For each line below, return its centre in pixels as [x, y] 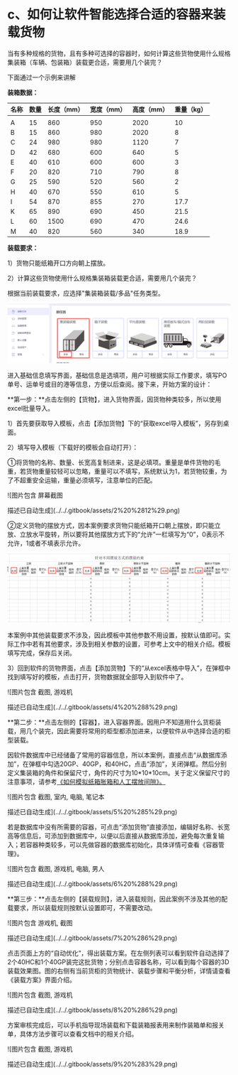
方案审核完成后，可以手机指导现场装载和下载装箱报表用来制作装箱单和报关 [116, 1025]
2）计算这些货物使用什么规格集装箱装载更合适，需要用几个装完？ [102, 279]
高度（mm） [150, 109]
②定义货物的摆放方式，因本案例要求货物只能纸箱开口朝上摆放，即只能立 [114, 526]
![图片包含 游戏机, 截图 [40, 923]
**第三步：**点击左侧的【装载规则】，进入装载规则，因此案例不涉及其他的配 [118, 899]
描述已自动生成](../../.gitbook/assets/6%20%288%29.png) [93, 884]
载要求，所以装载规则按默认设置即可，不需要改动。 [82, 908]
